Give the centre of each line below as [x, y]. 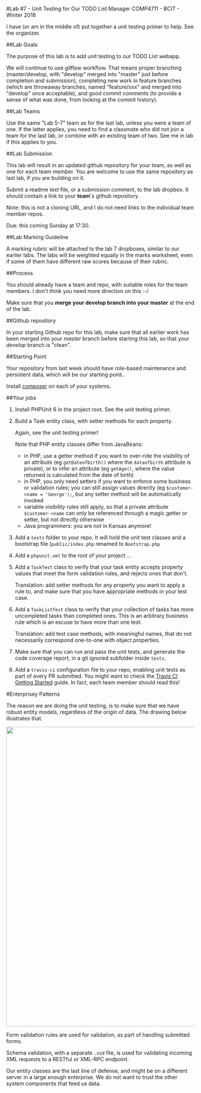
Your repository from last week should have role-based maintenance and [96, 368]
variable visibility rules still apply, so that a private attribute [96, 507]
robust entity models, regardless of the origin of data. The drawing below [96, 712]
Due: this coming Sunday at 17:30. [48, 225]
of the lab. [19, 309]
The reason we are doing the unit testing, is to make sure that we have [93, 706]
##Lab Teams [23, 111]
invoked [33, 500]
